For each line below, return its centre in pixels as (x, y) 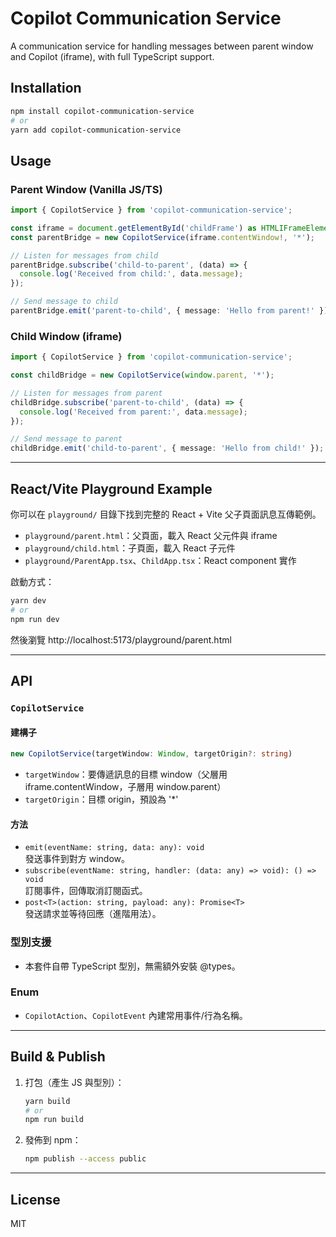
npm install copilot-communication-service (102, 111)
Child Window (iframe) (66, 336)
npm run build (54, 1120)
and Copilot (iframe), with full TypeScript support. (112, 56)
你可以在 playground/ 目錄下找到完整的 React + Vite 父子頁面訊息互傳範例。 (166, 514)
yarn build (47, 1101)
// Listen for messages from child (84, 255)
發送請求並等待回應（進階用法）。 (93, 914)
